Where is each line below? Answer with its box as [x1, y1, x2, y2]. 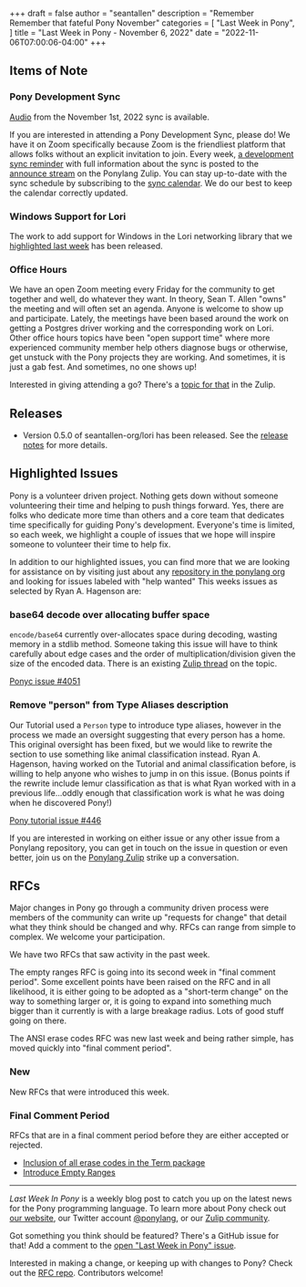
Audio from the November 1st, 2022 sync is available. [9, 111, 209, 122]
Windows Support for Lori [9, 210, 127, 223]
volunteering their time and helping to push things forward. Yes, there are [9, 499, 284, 510]
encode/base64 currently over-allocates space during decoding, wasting [9, 629, 278, 640]
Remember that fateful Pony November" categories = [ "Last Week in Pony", [9, 17, 295, 28]
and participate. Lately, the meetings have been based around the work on [9, 313, 290, 324]
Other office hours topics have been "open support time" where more [9, 332, 270, 343]
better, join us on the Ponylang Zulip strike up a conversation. [9, 852, 240, 863]
